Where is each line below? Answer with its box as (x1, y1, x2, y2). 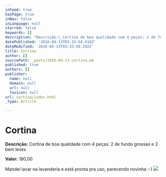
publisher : (5, 72, 28, 77)
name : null (9, 76, 32, 81)
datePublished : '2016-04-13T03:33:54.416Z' (5, 40, 96, 44)
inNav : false (5, 16, 32, 21)
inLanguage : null (5, 21, 41, 26)
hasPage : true (5, 12, 35, 17)
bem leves (5, 146, 26, 152)
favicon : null (9, 90, 39, 95)
